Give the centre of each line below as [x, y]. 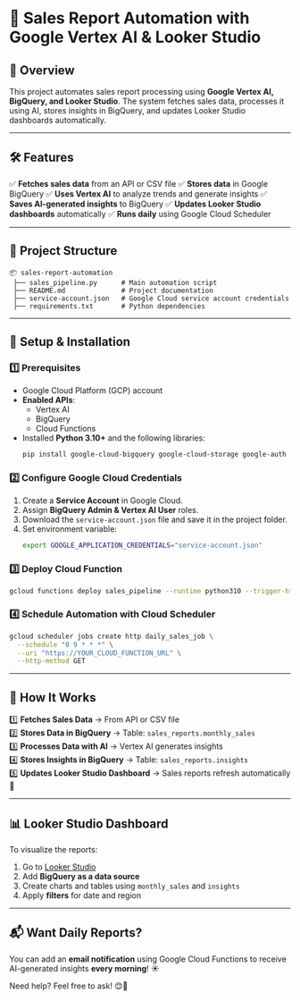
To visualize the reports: [54, 849]
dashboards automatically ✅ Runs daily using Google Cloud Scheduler [140, 214]
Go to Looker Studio [59, 867]
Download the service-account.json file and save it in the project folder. [154, 520]
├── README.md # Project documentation [113, 290]
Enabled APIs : [49, 400]
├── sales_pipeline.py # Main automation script [115, 282]
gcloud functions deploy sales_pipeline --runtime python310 [125, 591]
